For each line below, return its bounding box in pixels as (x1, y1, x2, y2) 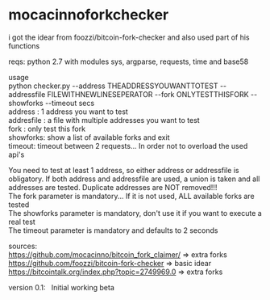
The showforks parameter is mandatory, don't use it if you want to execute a (8, 208, 262, 218)
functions (8, 40, 40, 50)
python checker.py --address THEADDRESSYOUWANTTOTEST (8, 81, 218, 91)
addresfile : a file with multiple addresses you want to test (8, 115, 200, 125)
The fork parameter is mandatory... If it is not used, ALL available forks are (8, 191, 255, 201)
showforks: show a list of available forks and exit (8, 132, 170, 142)
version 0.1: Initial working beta (8, 282, 115, 292)
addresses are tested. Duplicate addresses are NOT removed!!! (8, 182, 218, 192)
